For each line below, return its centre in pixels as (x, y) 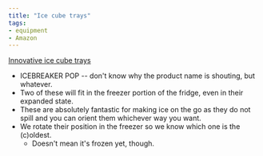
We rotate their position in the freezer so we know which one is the (130, 127)
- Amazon (23, 38)
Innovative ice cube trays (50, 60)
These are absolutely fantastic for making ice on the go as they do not (135, 110)
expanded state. (46, 101)
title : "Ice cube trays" (50, 16)
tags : (17, 23)
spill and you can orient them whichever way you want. (110, 118)
